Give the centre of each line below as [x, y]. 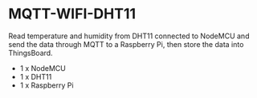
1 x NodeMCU [43, 68]
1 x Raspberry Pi [47, 85]
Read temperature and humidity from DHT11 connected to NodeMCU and [129, 36]
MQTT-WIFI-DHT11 [72, 14]
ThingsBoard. [31, 53]
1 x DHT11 [36, 76]
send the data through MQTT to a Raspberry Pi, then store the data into [126, 44]
